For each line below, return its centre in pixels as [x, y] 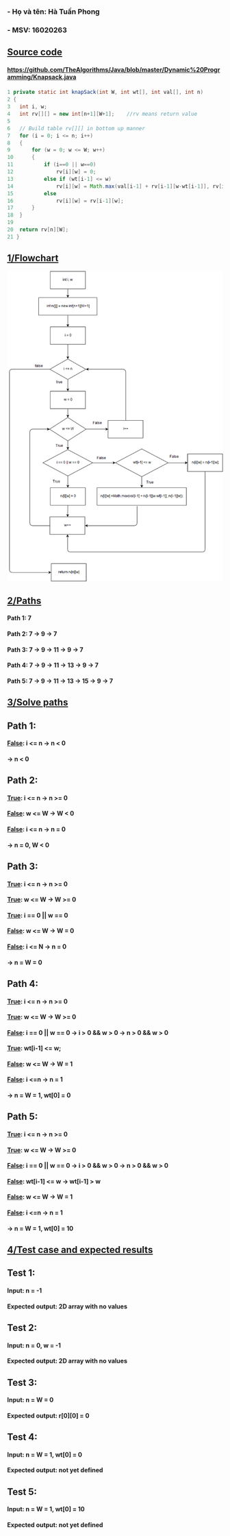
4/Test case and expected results [80, 1250]
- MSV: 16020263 [37, 29]
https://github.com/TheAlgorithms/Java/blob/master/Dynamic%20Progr [114, 69]
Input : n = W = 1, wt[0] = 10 [46, 1509]
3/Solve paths [38, 703]
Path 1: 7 [20, 618]
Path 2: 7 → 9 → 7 [32, 634]
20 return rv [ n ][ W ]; [38, 230]
